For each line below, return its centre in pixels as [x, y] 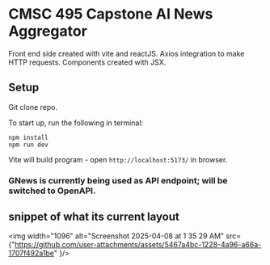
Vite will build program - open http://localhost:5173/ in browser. [118, 159]
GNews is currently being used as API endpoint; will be [118, 180]
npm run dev [28, 145]
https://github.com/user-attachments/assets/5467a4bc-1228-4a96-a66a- [138, 245]
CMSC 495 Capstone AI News [111, 14]
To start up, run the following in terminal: [76, 123]
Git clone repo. [33, 107]
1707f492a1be [31, 253]
